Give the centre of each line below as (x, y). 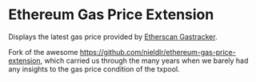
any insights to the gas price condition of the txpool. (94, 68)
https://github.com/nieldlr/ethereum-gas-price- (158, 52)
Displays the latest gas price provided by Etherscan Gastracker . (113, 37)
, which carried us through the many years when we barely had (144, 61)
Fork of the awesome (43, 52)
